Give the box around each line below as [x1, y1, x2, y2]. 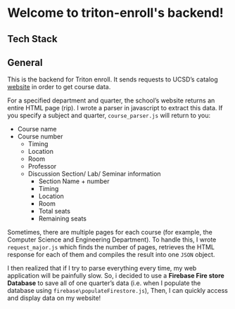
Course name [17, 125, 58, 133]
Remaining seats [38, 214, 87, 223]
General [7, 56, 44, 68]
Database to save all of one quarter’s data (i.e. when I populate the [7, 279, 201, 287]
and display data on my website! [7, 294, 101, 303]
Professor [27, 162, 57, 171]
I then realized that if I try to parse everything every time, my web [7, 264, 197, 272]
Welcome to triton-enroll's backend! [7, 5, 224, 21]
